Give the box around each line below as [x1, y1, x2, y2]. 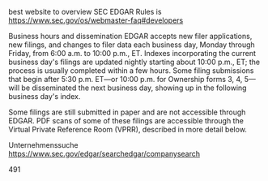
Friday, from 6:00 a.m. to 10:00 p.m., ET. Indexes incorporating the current [8, 49, 257, 58]
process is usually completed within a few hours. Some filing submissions [8, 66, 254, 75]
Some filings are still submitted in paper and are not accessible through [8, 107, 246, 117]
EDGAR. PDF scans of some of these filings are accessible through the [8, 116, 245, 125]
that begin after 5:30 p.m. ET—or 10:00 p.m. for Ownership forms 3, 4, [8, 75, 243, 84]
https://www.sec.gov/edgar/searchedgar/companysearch [8, 149, 201, 158]
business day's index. [8, 92, 81, 101]
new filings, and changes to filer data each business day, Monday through [8, 40, 255, 50]
